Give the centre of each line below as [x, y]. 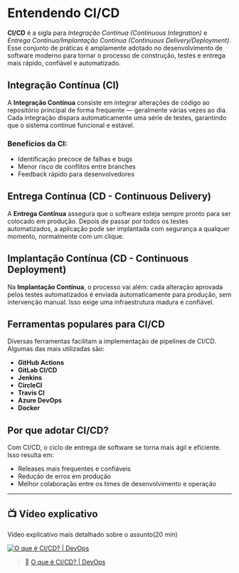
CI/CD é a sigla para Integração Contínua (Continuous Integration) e [107, 33]
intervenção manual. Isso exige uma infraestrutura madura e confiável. [111, 302]
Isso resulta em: [31, 455]
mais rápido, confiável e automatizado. [64, 63]
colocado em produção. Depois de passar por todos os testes [98, 221]
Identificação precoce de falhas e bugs [75, 159]
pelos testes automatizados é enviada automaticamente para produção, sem [119, 294]
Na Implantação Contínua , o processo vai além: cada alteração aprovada [115, 286]
